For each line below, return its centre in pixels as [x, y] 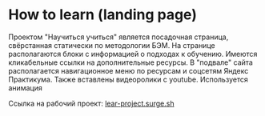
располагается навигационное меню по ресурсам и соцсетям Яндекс [128, 70]
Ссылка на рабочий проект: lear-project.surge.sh [91, 103]
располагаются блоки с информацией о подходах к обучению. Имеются [133, 54]
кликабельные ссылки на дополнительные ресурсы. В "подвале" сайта [131, 62]
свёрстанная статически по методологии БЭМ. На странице [112, 45]
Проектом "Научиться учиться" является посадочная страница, [118, 37]
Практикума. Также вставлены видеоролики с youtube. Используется [128, 79]
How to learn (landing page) [103, 15]
